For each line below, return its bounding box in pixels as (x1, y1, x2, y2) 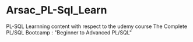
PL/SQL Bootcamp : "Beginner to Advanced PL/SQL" (6, 29, 132, 36)
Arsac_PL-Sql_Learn (6, 3, 107, 17)
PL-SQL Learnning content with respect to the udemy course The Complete (6, 23, 188, 30)
